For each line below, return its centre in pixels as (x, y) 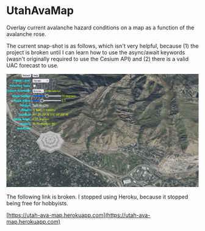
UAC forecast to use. (33, 65)
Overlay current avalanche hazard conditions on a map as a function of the (100, 28)
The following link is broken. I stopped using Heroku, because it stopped (97, 197)
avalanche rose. (27, 34)
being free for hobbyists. (37, 203)
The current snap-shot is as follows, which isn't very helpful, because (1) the (103, 46)
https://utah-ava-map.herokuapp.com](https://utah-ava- (79, 215)
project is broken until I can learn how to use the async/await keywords (96, 52)
